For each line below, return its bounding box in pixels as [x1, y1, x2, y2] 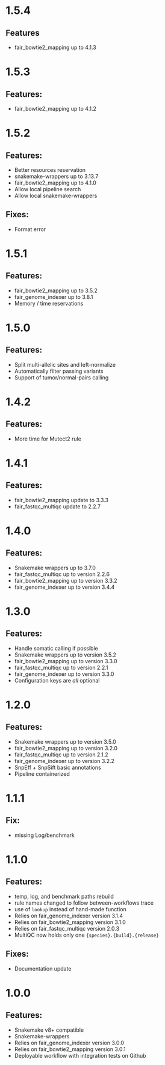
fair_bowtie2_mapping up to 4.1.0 [14, 179, 97, 186]
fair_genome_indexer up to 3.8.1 [14, 293, 93, 300]
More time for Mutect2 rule [14, 435, 82, 442]
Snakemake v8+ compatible [14, 1026, 84, 1034]
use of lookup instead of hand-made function [14, 905, 127, 913]
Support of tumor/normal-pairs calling [14, 373, 109, 381]
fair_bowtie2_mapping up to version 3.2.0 [14, 744, 118, 752]
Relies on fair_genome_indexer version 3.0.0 [14, 1039, 125, 1046]
